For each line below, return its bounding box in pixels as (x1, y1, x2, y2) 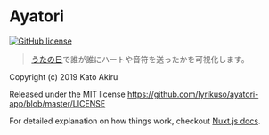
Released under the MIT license (9, 89, 126, 99)
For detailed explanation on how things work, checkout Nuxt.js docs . (9, 115, 261, 126)
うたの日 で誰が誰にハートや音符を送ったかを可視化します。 (30, 53, 249, 64)
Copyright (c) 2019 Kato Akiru (9, 71, 118, 82)
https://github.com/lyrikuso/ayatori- (127, 89, 259, 99)
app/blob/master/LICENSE (9, 98, 106, 108)
